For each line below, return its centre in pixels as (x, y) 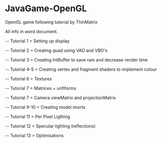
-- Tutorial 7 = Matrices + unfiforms (41, 88)
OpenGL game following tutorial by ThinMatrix (51, 22)
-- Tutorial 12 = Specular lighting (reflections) (51, 126)
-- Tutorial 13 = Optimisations (34, 135)
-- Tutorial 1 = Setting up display (37, 41)
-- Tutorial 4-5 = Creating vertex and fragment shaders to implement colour (81, 69)
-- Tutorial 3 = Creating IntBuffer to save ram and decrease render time (76, 60)
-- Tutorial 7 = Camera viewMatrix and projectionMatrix (61, 98)
